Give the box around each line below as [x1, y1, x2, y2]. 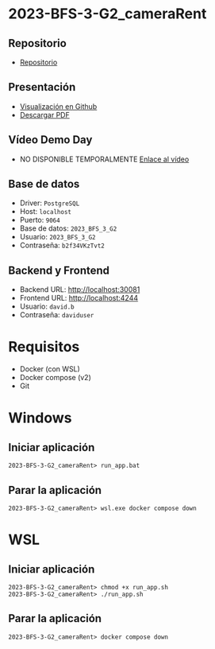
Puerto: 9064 [19, 216, 61, 225]
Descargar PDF [19, 110, 70, 119]
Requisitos [8, 338, 80, 356]
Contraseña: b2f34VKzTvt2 [19, 240, 105, 251]
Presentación [8, 80, 76, 94]
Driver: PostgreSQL [19, 198, 80, 208]
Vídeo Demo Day [8, 133, 93, 147]
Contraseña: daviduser [19, 310, 94, 320]
